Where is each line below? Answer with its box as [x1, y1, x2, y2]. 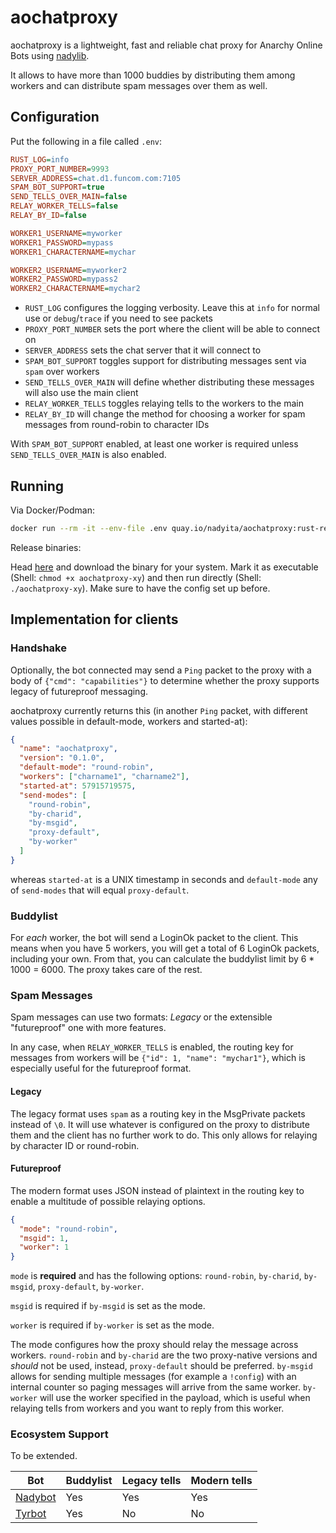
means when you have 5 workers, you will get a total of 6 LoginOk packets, [10, 942, 320, 955]
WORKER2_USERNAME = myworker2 [10, 265, 128, 275]
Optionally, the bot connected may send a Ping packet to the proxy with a [10, 664, 312, 676]
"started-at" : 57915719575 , [19, 781, 137, 791]
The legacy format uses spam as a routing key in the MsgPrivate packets [10, 1107, 306, 1120]
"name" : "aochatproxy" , [19, 744, 118, 754]
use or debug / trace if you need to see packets [24, 312, 213, 325]
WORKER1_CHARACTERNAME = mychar [10, 247, 137, 257]
